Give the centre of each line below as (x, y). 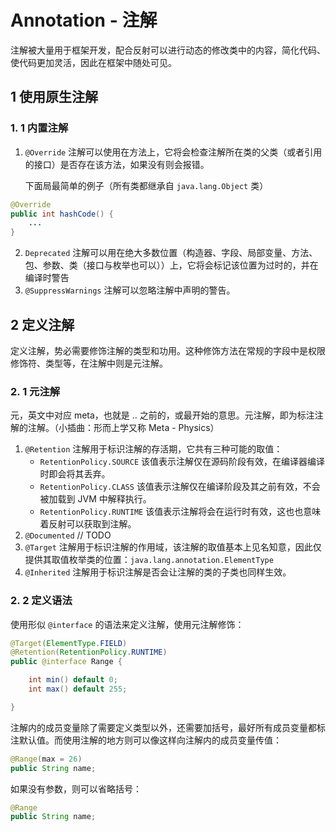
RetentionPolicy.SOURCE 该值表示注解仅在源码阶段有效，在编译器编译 (182, 462)
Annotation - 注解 (84, 20)
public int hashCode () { (62, 214)
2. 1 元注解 (35, 391)
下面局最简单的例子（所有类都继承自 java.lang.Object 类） (146, 185)
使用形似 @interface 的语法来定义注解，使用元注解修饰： (127, 624)
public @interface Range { (66, 662)
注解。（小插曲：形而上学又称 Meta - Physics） (123, 428)
